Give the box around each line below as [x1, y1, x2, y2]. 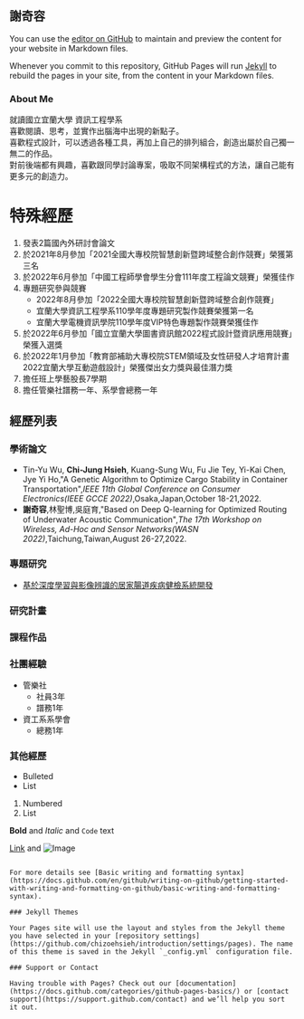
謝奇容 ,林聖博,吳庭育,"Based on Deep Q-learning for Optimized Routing [22, 503, 288, 514]
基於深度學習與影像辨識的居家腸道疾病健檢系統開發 [22, 580, 214, 591]
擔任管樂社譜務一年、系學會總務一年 [22, 385, 158, 395]
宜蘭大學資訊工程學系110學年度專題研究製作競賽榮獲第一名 [35, 306, 254, 317]
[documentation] [175, 979, 237, 988]
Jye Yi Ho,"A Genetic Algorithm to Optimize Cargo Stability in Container [22, 473, 288, 484]
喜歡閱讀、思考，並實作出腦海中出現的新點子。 [9, 126, 184, 137]
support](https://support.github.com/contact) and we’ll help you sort [9, 995, 285, 1005]
